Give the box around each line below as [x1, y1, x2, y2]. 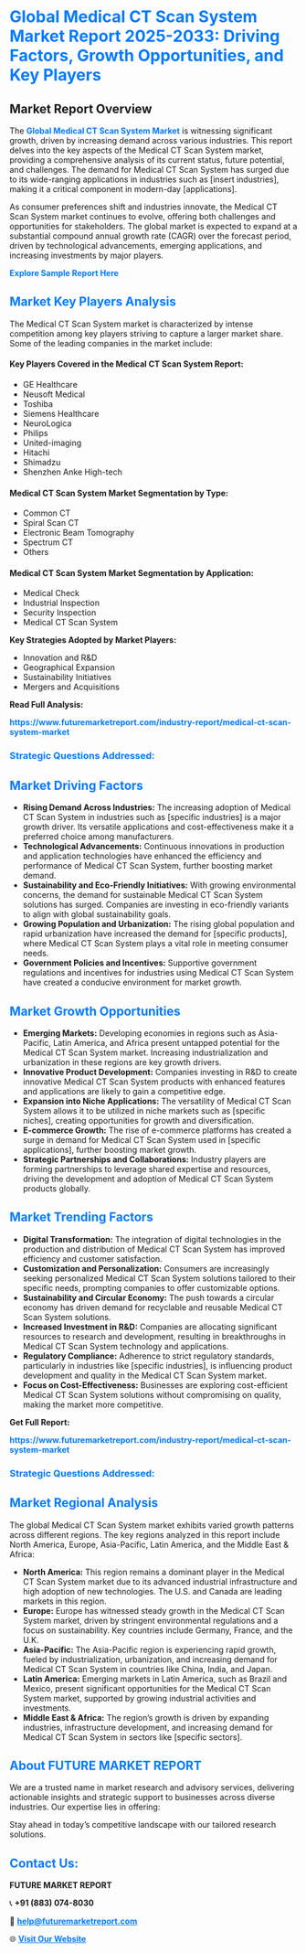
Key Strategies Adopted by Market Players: [9, 635, 177, 646]
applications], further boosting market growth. [22, 1144, 197, 1155]
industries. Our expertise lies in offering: [9, 1801, 161, 1812]
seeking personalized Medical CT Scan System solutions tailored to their [22, 1273, 297, 1284]
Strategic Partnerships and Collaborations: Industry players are [22, 1154, 267, 1165]
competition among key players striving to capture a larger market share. [9, 327, 283, 339]
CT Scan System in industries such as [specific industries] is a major [22, 812, 281, 823]
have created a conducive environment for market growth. [22, 976, 242, 988]
